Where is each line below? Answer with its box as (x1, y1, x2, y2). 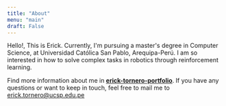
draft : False (7, 23, 45, 29)
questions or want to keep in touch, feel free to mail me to (7, 83, 170, 92)
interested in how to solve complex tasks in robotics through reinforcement (7, 56, 219, 64)
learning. (7, 63, 32, 72)
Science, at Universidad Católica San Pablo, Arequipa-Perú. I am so (7, 49, 198, 57)
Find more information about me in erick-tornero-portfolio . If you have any (7, 77, 219, 85)
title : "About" (7, 10, 51, 17)
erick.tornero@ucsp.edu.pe (7, 91, 85, 99)
